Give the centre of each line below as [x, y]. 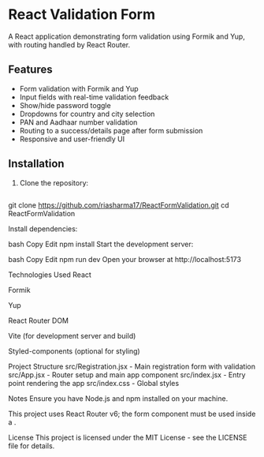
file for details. [32, 446]
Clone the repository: [54, 182]
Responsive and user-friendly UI [72, 139]
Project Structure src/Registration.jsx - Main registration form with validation [132, 366]
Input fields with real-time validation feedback [94, 97]
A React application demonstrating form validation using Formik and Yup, [127, 36]
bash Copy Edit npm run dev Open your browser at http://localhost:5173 [125, 259]
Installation [36, 164]
